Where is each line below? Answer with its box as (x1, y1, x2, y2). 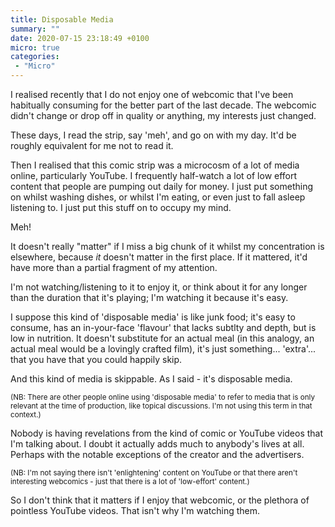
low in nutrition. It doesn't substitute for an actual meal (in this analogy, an (10, 332, 315, 344)
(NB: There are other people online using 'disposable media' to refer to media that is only (10, 392, 316, 402)
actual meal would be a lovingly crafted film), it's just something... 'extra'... (10, 343, 317, 355)
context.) (10, 410, 42, 420)
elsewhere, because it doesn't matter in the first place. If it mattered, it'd (10, 251, 308, 263)
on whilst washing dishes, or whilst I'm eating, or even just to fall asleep (10, 191, 306, 203)
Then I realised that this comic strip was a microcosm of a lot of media (10, 159, 300, 171)
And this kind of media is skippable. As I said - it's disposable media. (10, 373, 293, 385)
